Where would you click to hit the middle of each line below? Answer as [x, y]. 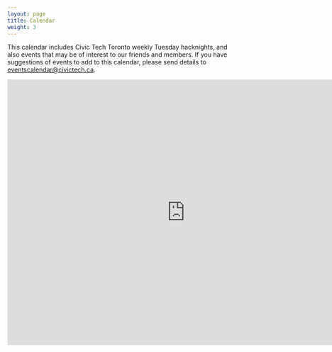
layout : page [27, 14]
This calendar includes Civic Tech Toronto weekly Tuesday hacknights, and [118, 47]
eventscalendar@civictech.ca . [51, 70]
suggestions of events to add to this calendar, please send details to [107, 62]
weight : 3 [22, 27]
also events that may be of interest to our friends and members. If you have [117, 55]
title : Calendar [31, 21]
